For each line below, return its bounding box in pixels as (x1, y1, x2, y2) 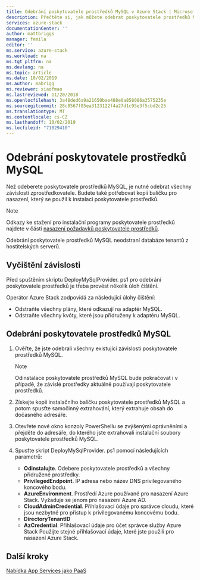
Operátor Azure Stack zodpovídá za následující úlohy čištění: (6, 294, 155, 301)
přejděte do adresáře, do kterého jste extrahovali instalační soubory (14, 429, 181, 436)
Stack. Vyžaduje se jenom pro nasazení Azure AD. (23, 496, 147, 503)
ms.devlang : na (6, 64, 44, 70)
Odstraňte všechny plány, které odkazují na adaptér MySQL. (14, 305, 162, 313)
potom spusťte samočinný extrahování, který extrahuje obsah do (14, 404, 174, 411)
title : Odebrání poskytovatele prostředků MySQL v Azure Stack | (6, 8, 171, 15)
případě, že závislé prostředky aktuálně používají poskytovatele (14, 381, 171, 388)
